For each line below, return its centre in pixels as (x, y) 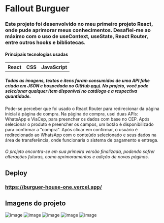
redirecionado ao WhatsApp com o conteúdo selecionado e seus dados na (81, 135)
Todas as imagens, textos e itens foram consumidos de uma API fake (78, 80)
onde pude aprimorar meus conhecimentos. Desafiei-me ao (78, 30)
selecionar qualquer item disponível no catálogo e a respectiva (71, 91)
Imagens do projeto (35, 203)
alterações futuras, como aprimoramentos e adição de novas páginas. (77, 156)
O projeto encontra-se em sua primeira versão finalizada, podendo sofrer (80, 151)
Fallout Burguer (37, 9)
